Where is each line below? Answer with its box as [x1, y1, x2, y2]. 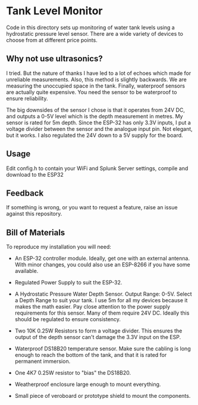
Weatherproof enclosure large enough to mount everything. [14, 381, 161, 388]
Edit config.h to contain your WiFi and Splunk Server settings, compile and [6, 165, 188, 172]
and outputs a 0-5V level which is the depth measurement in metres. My [6, 112, 183, 120]
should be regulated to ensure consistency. [14, 316, 121, 323]
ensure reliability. [6, 95, 48, 102]
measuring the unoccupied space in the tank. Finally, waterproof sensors [6, 82, 186, 89]
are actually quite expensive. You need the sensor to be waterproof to [6, 88, 177, 96]
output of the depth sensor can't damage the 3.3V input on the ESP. [14, 334, 181, 341]
